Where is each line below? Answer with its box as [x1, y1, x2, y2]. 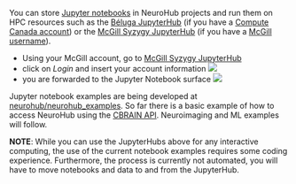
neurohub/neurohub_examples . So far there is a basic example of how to [9, 101, 275, 111]
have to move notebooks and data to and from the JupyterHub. [9, 165, 239, 175]
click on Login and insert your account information [21, 64, 206, 73]
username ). [9, 35, 51, 46]
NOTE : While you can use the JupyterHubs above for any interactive [9, 136, 259, 147]
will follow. [9, 119, 48, 129]
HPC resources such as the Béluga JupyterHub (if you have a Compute [9, 17, 269, 27]
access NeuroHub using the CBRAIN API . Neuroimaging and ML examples [9, 110, 279, 120]
